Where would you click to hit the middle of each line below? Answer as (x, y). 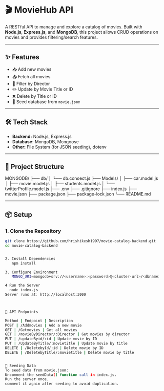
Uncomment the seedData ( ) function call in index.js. (61, 375)
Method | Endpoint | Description (39, 321)
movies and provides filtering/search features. (51, 37)
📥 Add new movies (32, 69)
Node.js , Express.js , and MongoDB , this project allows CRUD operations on (82, 32)
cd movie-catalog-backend (31, 245)
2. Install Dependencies (30, 259)
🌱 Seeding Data (20, 366)
